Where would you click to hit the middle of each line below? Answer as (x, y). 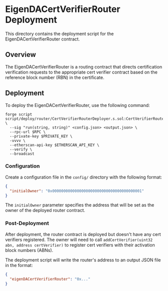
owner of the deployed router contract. (45, 210)
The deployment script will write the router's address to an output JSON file (83, 260)
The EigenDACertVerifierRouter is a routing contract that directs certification (84, 66)
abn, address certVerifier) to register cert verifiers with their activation (80, 245)
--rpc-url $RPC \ (28, 132)
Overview (21, 55)
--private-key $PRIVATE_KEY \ (41, 136)
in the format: (19, 265)
